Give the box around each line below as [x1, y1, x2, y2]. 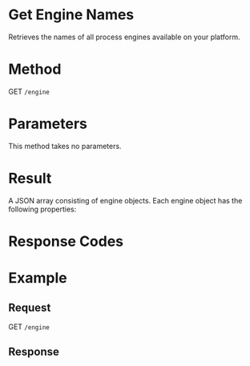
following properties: [8, 204, 77, 214]
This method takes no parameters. [8, 141, 122, 151]
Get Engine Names [8, 6, 135, 24]
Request [8, 300, 51, 314]
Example [8, 269, 67, 288]
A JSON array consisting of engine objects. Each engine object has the [8, 195, 243, 205]
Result [8, 170, 52, 187]
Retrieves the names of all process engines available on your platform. [8, 32, 240, 42]
